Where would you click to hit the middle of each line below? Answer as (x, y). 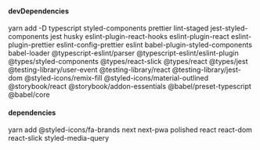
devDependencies (38, 11)
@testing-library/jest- (206, 70)
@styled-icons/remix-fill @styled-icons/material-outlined (117, 78)
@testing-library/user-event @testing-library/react (89, 70)
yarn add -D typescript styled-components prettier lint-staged (108, 28)
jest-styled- (229, 28)
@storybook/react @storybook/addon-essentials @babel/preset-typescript (130, 87)
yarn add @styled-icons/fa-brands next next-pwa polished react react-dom (130, 130)
